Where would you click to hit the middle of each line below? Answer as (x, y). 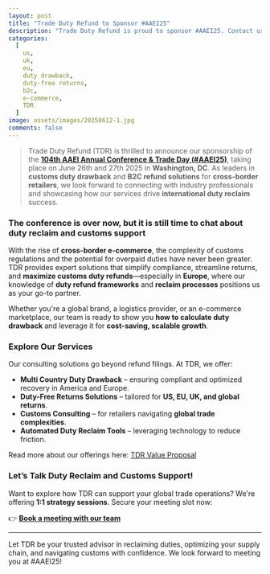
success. (43, 202)
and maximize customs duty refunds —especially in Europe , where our (127, 276)
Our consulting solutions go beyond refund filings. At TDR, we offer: (121, 364)
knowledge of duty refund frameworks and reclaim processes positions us (134, 285)
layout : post (30, 16)
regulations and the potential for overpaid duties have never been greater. (131, 259)
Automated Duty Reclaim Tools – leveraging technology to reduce (130, 431)
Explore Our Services (51, 346)
